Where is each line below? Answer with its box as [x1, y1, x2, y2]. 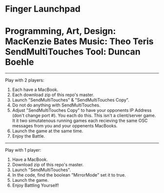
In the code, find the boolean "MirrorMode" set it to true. [12, 172, 126, 178]
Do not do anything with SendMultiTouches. [12, 102, 101, 108]
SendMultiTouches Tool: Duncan [5, 46, 141, 57]
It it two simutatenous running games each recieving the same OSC [12, 118, 148, 123]
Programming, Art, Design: [5, 26, 116, 37]
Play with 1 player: [5, 147, 41, 153]
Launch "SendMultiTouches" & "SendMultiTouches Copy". [12, 97, 129, 103]
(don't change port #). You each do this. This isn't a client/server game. [12, 113, 156, 119]
